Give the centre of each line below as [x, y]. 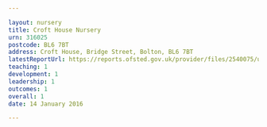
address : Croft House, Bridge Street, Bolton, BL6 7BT [101, 52]
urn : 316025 [28, 37]
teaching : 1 [28, 67]
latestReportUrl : [37, 60]
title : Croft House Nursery [55, 30]
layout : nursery [35, 22]
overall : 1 [26, 96]
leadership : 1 [32, 81]
